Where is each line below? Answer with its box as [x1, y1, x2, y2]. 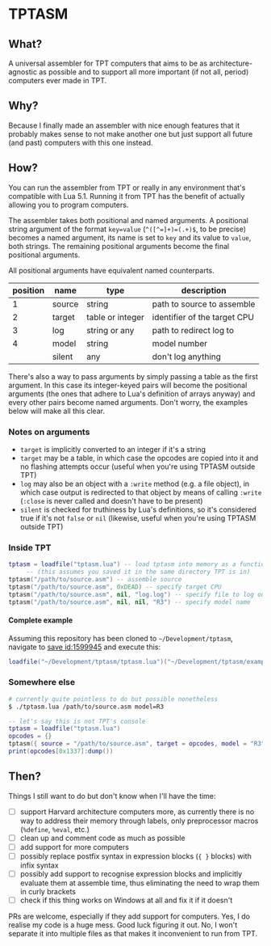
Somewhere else [8, 677, 76, 688]
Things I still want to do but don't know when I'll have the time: [8, 791, 216, 800]
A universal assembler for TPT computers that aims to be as [8, 58, 208, 68]
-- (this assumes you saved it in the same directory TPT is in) [26, 568, 251, 576]
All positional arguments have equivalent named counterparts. [8, 265, 215, 275]
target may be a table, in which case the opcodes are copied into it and [19, 453, 259, 462]
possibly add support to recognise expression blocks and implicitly [19, 869, 243, 879]
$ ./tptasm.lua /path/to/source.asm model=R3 [8, 703, 164, 711]
